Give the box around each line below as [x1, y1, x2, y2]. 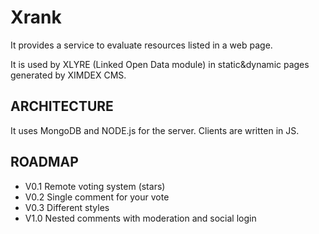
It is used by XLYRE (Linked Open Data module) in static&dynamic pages [10, 58, 310, 70]
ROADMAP [10, 154, 79, 171]
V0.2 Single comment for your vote [24, 191, 170, 203]
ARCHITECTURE [10, 98, 114, 115]
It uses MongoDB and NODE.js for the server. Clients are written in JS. [10, 124, 300, 136]
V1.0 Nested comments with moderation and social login [24, 212, 257, 224]
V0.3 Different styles [24, 201, 110, 213]
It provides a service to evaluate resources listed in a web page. [10, 39, 273, 51]
